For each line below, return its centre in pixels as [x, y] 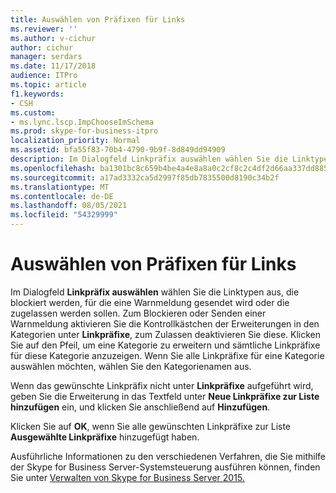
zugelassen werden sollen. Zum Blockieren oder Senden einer [138, 313]
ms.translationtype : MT [60, 187]
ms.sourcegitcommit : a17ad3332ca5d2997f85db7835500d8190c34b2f [145, 177]
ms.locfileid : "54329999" [64, 215]
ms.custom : [33, 112]
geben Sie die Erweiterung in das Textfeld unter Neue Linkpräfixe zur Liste [165, 396]
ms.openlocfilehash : [53, 168]
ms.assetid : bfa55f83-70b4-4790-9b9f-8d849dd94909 [118, 150]
